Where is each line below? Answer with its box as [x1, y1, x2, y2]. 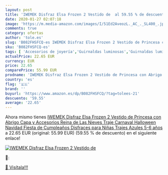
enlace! [5, 135, 20, 141]
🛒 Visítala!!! [5, 164, 28, 170]
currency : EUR [5, 58, 35, 63]
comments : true [5, 26, 37, 31]
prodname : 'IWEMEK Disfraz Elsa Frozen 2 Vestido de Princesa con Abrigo [5, 72, 162, 77]
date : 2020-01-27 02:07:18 [5, 16, 61, 21]
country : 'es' [5, 77, 35, 82]
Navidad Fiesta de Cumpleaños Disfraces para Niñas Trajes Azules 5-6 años [5, 124, 163, 130]
